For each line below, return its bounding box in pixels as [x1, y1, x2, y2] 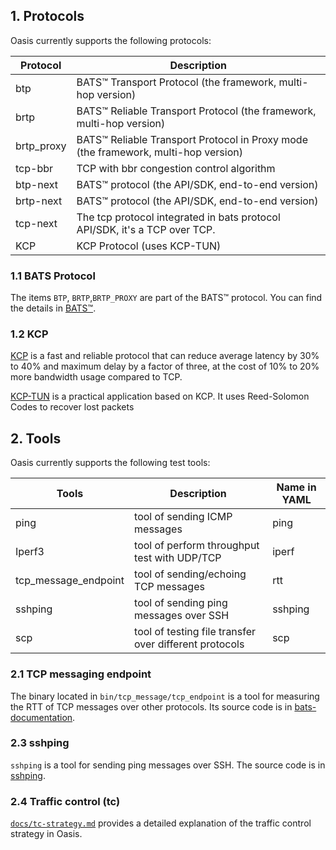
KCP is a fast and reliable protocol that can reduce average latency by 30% [10, 350, 320, 362]
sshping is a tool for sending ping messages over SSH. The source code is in [10, 759, 326, 771]
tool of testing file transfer [134, 625, 257, 639]
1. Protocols [10, 8, 85, 25]
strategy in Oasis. [10, 828, 83, 840]
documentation [10, 711, 73, 723]
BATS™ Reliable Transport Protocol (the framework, [76, 104, 317, 118]
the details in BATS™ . [10, 302, 97, 314]
